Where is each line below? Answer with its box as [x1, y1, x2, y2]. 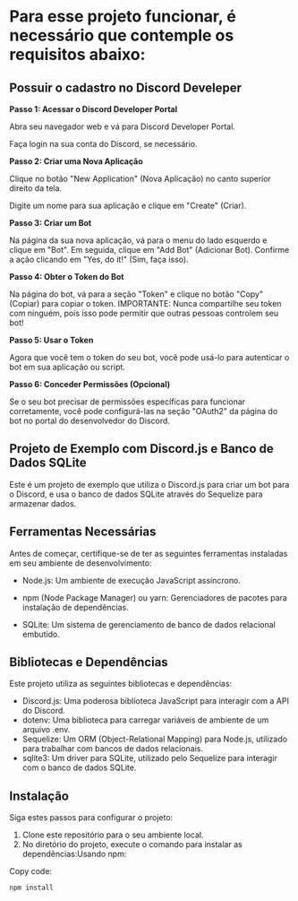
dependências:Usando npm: [21, 849, 127, 860]
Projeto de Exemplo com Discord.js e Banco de [9, 441, 275, 456]
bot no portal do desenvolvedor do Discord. [9, 415, 170, 426]
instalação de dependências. [21, 602, 130, 612]
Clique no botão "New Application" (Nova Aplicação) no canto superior [9, 173, 271, 184]
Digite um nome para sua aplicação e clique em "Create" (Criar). [9, 200, 247, 211]
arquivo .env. [21, 724, 71, 735]
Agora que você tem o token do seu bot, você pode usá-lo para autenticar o [9, 352, 290, 362]
